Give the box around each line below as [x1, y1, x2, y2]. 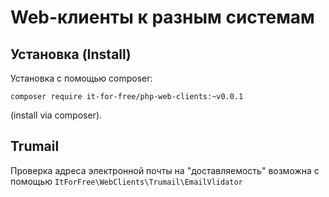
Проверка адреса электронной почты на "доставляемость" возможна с [10, 164, 320, 176]
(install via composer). [10, 109, 103, 121]
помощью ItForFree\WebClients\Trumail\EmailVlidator [10, 175, 243, 187]
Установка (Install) [10, 46, 132, 63]
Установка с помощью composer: [10, 72, 153, 84]
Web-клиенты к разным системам [10, 6, 315, 29]
